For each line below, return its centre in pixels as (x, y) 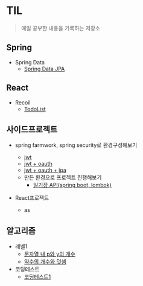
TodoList (35, 109)
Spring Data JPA (44, 69)
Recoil (23, 102)
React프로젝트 (32, 198)
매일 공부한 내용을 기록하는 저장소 (61, 28)
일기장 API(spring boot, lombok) (72, 185)
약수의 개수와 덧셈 (45, 262)
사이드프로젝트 (32, 129)
